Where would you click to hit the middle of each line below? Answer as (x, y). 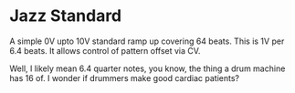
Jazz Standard (66, 16)
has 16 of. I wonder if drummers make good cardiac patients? (125, 77)
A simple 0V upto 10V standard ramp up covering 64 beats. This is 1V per (147, 41)
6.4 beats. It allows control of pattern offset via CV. (105, 50)
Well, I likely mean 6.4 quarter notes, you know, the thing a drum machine (147, 68)
